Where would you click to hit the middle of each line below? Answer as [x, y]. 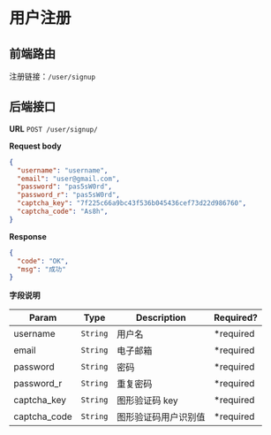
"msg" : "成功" [41, 269]
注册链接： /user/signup [52, 76]
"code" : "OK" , [43, 261]
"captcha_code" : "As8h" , [63, 212]
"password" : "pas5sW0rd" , [65, 187]
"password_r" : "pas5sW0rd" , [69, 195]
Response [28, 236]
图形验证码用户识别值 [161, 417]
